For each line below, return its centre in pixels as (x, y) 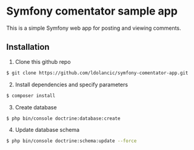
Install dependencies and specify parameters (72, 84)
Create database (36, 107)
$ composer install (31, 95)
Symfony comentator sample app (92, 11)
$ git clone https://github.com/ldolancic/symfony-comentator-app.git (97, 73)
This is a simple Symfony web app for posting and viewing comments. (94, 28)
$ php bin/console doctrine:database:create (63, 118)
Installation (28, 47)
